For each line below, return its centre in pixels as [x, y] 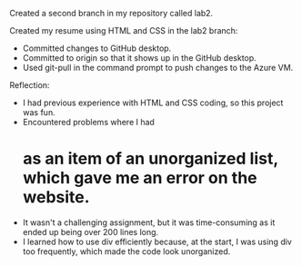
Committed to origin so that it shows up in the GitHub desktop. [139, 58]
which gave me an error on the [140, 178]
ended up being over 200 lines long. [91, 232]
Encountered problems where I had [88, 122]
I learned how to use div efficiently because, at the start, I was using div [157, 241]
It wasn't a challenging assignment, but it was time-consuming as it [149, 222]
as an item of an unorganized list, [151, 159]
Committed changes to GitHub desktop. [97, 48]
